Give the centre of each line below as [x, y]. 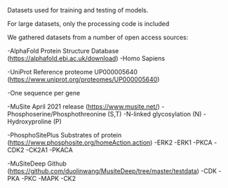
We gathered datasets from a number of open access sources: [98, 37]
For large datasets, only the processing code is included [88, 23]
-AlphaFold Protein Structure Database [63, 51]
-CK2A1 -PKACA [49, 150]
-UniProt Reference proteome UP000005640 [73, 72]
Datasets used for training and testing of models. [78, 10]
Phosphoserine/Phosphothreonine [57, 114]
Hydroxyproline [29, 121]
